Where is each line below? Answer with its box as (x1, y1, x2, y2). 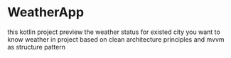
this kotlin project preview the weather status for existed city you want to (7, 28, 220, 36)
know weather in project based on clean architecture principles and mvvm (7, 35, 225, 43)
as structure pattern (7, 42, 66, 51)
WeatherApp (7, 4, 84, 21)
